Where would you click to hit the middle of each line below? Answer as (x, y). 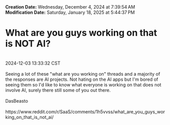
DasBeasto (17, 101)
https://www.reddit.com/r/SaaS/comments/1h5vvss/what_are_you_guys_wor (85, 112)
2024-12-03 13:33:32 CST (33, 63)
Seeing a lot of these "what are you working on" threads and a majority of (83, 74)
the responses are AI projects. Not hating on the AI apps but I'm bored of (82, 79)
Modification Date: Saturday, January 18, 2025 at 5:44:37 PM (70, 12)
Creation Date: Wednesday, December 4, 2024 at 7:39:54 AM (70, 7)
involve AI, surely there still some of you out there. (58, 90)
